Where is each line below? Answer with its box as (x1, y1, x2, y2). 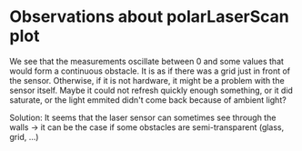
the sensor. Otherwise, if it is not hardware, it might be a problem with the (9, 75, 285, 86)
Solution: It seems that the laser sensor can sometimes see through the (9, 112, 277, 123)
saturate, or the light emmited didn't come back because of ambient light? (9, 94, 287, 106)
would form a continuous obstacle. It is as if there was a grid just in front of (9, 65, 291, 76)
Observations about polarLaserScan (9, 6, 289, 27)
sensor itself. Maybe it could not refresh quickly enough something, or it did (9, 85, 294, 96)
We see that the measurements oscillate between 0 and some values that (9, 55, 285, 66)
